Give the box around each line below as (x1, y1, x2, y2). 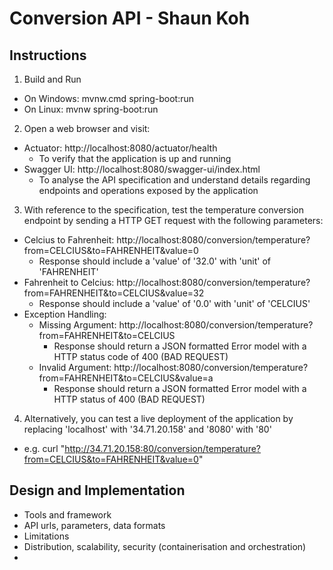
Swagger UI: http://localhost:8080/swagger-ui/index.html (23, 163, 261, 175)
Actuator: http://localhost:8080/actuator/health (23, 142, 218, 154)
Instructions (9, 47, 87, 64)
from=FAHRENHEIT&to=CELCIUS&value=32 (23, 287, 205, 299)
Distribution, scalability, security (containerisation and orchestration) (23, 540, 307, 552)
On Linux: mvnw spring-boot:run (23, 103, 159, 115)
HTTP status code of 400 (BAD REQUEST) (53, 351, 229, 362)
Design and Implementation (9, 482, 186, 499)
